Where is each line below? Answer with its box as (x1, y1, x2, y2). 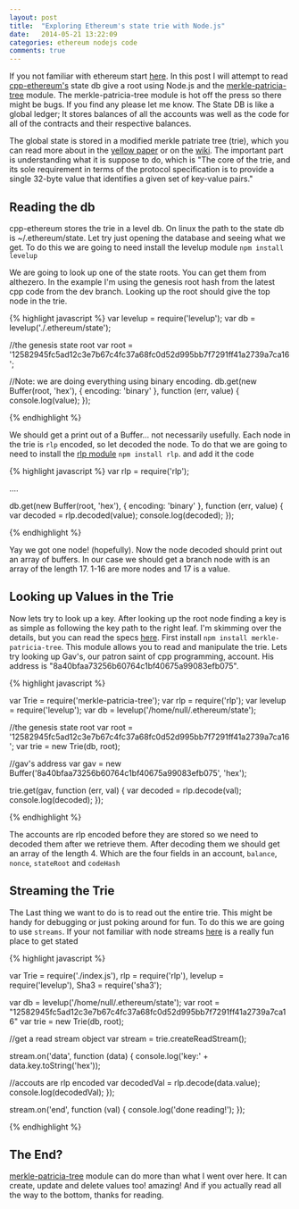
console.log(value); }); (9, 395, 91, 405)
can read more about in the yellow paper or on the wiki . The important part (9, 145, 284, 156)
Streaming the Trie (9, 883, 115, 898)
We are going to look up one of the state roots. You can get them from (9, 267, 267, 278)
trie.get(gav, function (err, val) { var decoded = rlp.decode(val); (9, 785, 242, 796)
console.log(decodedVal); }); (9, 1087, 115, 1097)
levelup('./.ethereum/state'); (9, 322, 112, 333)
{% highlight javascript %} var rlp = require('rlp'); (9, 465, 190, 476)
